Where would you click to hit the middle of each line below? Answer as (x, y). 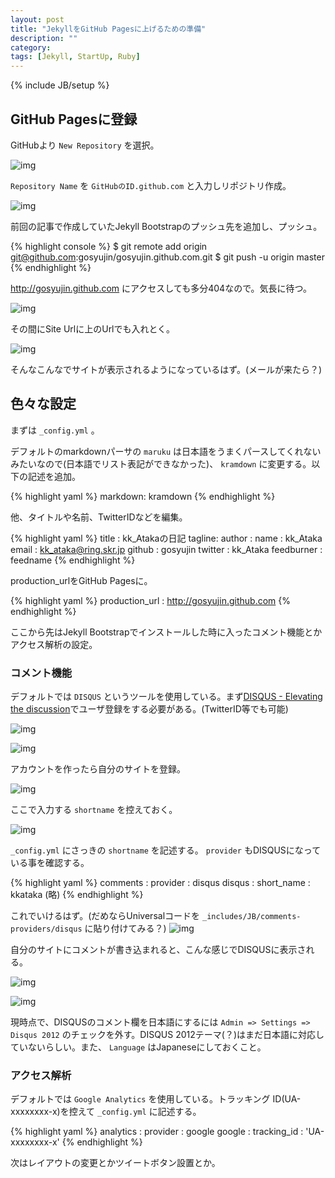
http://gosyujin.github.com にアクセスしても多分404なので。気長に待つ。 (161, 288)
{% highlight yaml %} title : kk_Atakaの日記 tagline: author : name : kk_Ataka (166, 538)
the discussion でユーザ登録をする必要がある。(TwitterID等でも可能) (149, 709)
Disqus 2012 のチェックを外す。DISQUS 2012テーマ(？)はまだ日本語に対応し (167, 1035)
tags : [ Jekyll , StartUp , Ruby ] (75, 57)
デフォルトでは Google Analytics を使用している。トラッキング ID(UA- (156, 1099)
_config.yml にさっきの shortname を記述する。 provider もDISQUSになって (166, 850)
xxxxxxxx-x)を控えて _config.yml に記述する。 (106, 1112)
